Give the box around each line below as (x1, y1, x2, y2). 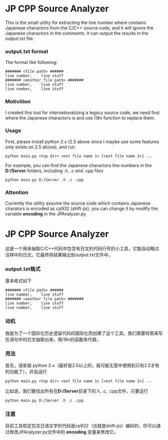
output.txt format (5, 48, 48, 55)
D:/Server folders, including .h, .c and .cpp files (5, 167, 103, 173)
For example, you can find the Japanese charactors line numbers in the (5, 162, 152, 168)
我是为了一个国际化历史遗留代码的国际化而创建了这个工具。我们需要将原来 (5, 330, 158, 336)
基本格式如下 (5, 278, 31, 284)
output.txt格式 (5, 265, 41, 272)
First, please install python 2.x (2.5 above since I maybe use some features (5, 138, 159, 144)
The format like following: (5, 59, 57, 65)
